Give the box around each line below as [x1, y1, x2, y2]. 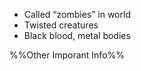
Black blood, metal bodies [23, 30, 131, 41]
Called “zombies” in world [23, 9, 131, 20]
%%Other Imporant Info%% [9, 49, 126, 61]
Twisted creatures [23, 19, 99, 31]
